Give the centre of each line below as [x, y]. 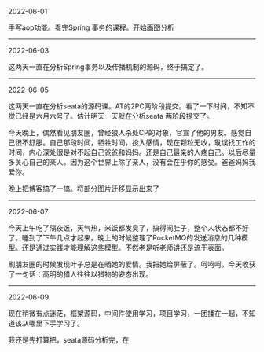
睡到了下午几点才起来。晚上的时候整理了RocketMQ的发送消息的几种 [132, 238]
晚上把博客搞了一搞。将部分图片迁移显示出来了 [84, 189]
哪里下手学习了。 [56, 323]
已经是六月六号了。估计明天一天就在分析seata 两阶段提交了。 [114, 116]
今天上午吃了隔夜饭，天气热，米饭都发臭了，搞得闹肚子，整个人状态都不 [125, 228]
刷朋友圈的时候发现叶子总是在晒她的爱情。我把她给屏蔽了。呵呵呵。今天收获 [132, 264]
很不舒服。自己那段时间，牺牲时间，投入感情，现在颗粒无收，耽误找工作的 [135, 142]
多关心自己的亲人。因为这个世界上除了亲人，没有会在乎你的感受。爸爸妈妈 [128, 162]
